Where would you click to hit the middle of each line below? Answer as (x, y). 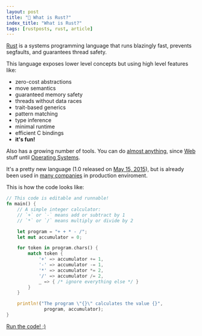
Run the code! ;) (26, 326)
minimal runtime (35, 126)
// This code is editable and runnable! (58, 198)
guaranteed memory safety (49, 95)
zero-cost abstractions (43, 82)
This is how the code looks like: (45, 187)
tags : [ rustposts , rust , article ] (50, 29)
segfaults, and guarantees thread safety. (57, 52)
